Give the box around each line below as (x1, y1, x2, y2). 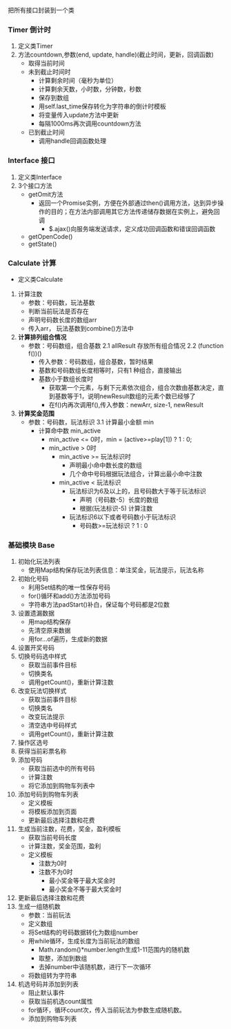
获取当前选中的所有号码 (28, 765, 95, 773)
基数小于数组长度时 (38, 375, 94, 383)
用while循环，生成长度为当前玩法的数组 (28, 937, 141, 945)
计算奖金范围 (17, 409, 54, 418)
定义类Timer (17, 42, 53, 50)
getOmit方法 (28, 190, 63, 198)
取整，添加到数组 (38, 954, 88, 963)
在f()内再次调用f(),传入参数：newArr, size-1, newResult (48, 400, 204, 409)
